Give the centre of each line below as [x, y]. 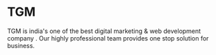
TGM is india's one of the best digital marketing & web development [104, 31]
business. [21, 45]
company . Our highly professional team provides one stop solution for [108, 38]
